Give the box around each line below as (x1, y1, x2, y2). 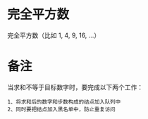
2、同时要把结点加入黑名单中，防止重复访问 (7, 106, 116, 113)
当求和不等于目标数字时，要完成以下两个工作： (7, 82, 143, 92)
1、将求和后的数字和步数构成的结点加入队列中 (7, 98, 121, 106)
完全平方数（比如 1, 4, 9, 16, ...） (7, 31, 101, 39)
